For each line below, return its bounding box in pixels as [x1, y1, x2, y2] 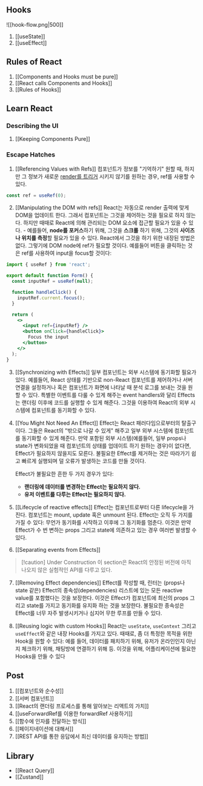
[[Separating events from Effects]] [15, 546, 101, 553]
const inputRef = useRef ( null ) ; [12, 279, 94, 285]
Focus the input [28, 334, 69, 340]
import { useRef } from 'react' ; [6, 262, 91, 268]
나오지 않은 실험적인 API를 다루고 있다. [21, 566, 113, 573]
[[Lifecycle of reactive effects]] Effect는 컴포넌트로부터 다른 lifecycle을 [15, 503, 188, 510]
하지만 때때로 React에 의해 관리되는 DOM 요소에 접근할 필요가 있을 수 [23, 219, 188, 226]
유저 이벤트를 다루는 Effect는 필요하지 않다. [24, 490, 126, 498]
